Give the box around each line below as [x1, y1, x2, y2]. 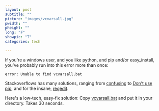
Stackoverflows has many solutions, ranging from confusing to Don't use [5, 80, 153, 86]
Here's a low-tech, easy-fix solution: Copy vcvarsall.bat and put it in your [5, 95, 153, 101]
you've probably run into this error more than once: [5, 62, 109, 68]
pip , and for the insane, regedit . [5, 85, 69, 91]
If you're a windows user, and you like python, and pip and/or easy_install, [5, 57, 155, 63]
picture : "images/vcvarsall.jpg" [5, 16, 74, 21]
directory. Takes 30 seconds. [5, 100, 64, 106]
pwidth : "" [5, 21, 27, 26]
